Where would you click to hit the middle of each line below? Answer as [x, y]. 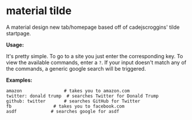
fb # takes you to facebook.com [65, 106]
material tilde [39, 11]
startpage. [18, 33]
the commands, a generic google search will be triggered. [76, 68]
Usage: [15, 45]
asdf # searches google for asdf [63, 111]
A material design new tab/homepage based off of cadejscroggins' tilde [93, 27]
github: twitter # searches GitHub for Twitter [73, 101]
